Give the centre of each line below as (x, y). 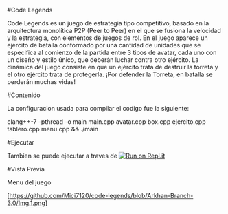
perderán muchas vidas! (41, 82)
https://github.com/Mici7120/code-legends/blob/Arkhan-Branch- (101, 196)
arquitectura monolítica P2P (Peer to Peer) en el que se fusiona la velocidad (114, 31)
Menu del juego (29, 182)
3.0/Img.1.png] (27, 203)
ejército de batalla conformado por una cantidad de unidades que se (104, 45)
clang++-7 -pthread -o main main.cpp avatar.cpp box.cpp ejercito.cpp (106, 122)
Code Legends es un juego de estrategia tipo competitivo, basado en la (108, 23)
